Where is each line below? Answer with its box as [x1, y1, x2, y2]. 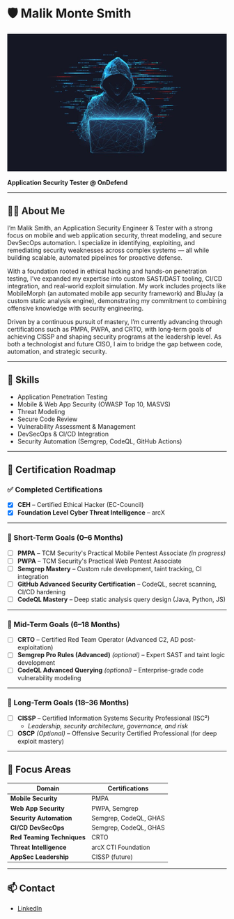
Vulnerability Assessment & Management [17, 422, 136, 430]
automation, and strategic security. [7, 347, 107, 355]
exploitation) [17, 643, 54, 652]
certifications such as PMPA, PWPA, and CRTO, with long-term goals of [7, 325, 212, 333]
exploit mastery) [17, 737, 65, 745]
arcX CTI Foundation [91, 843, 150, 851]
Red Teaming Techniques [10, 833, 86, 841]
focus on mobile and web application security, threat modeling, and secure [7, 231, 222, 240]
